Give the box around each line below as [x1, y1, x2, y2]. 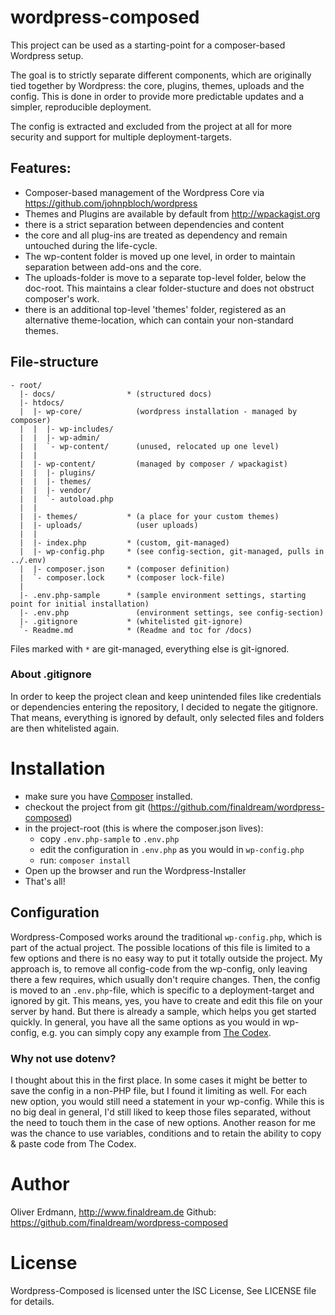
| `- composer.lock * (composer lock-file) [19, 572, 226, 583]
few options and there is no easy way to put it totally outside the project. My [10, 952, 323, 964]
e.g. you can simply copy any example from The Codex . [41, 1026, 272, 1038]
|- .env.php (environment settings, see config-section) [19, 607, 325, 618]
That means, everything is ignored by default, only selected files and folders [10, 711, 325, 723]
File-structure [10, 354, 99, 371]
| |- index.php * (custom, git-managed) [19, 537, 230, 548]
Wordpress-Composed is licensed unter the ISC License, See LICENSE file [10, 1284, 317, 1296]
